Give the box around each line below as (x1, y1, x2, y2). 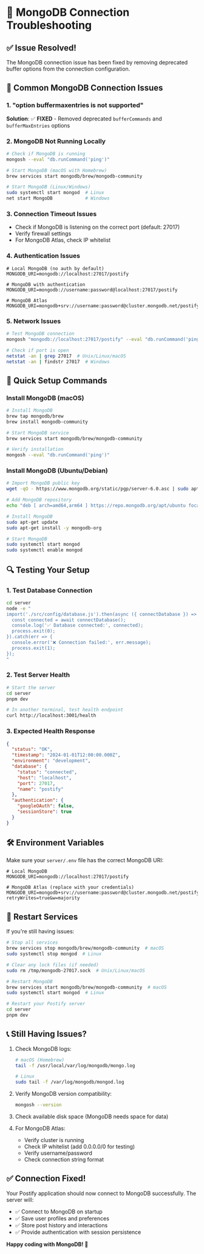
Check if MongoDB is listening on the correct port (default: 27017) (15, 223, 180, 231)
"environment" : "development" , (12, 758, 91, 764)
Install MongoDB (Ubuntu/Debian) (6, 467, 108, 475)
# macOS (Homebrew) (15, 1057, 65, 1063)
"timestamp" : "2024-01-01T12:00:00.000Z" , (12, 752, 121, 758)
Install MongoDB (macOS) (6, 394, 84, 402)
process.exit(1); (12, 645, 56, 651)
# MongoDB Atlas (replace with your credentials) (6, 885, 135, 891)
